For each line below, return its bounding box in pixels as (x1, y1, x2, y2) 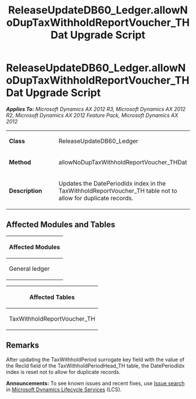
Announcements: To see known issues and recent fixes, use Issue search (6, 380, 185, 387)
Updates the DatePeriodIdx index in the (58, 179, 166, 187)
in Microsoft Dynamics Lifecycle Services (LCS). (6, 386, 122, 393)
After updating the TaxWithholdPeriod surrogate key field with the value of (6, 356, 185, 363)
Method (9, 158, 32, 166)
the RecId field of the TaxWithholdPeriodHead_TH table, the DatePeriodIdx (6, 362, 185, 369)
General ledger (9, 264, 50, 273)
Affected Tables (29, 293, 75, 301)
